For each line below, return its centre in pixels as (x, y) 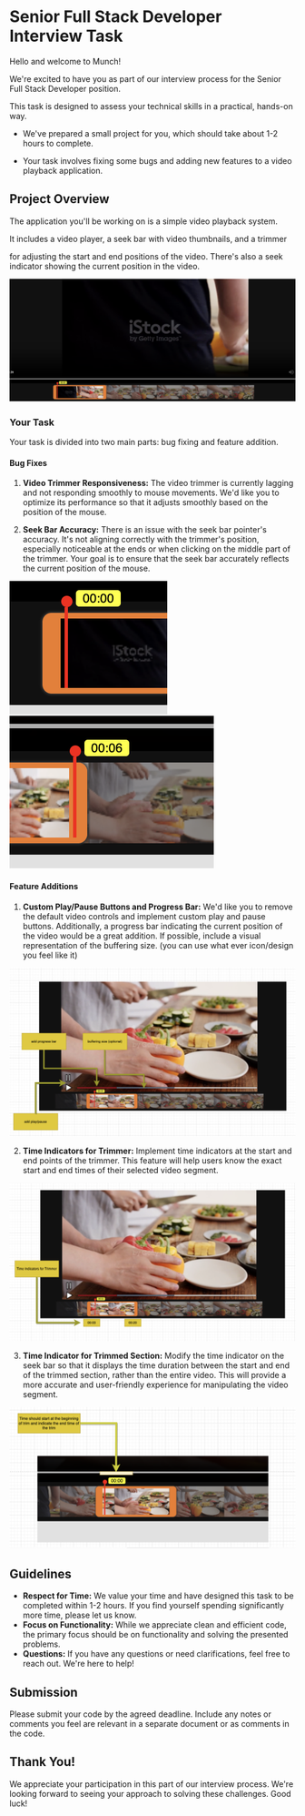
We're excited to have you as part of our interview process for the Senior (145, 78)
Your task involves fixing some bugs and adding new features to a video (157, 160)
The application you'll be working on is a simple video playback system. (144, 221)
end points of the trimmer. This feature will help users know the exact (152, 1161)
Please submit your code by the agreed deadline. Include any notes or (141, 1714)
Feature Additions (44, 886)
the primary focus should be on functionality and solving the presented (155, 1635)
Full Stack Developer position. (65, 88)
